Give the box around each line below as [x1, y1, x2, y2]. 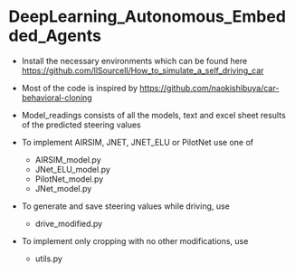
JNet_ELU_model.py [34, 164, 110, 174]
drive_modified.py [34, 218, 103, 229]
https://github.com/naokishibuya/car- [138, 82, 280, 93]
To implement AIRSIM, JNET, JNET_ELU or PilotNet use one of [21, 136, 254, 147]
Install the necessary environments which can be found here [21, 55, 248, 66]
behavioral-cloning [21, 92, 92, 103]
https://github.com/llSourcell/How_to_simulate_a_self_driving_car [21, 65, 264, 76]
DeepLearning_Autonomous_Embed [8, 6, 287, 27]
